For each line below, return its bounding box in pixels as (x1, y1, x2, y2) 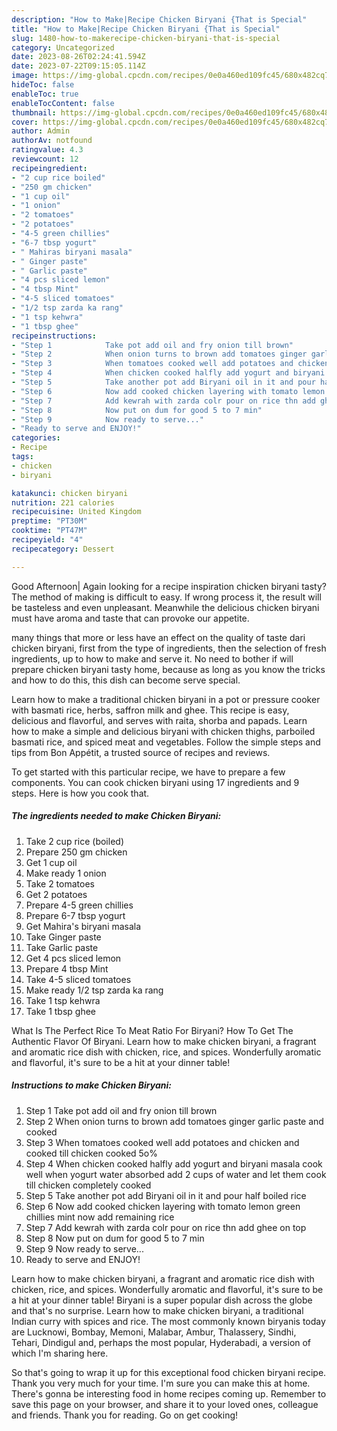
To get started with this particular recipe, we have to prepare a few (11, 766, 286, 778)
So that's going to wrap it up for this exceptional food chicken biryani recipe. (11, 1366, 327, 1378)
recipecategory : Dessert (11, 544, 115, 554)
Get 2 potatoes (25, 888, 88, 900)
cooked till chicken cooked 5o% (25, 1147, 158, 1159)
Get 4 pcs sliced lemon (25, 952, 122, 964)
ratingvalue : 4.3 (11, 145, 84, 155)
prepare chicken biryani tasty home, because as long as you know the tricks (11, 663, 326, 675)
